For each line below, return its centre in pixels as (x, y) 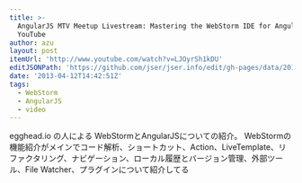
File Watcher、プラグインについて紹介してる (107, 170)
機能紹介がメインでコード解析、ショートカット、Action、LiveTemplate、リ (148, 147)
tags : (19, 84)
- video (32, 109)
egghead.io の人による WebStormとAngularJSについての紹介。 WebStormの (151, 136)
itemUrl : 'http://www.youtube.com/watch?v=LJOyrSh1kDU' (116, 59)
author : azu (31, 43)
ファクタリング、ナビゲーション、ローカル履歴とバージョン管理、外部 (138, 159)
